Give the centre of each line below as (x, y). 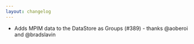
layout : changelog (28, 11)
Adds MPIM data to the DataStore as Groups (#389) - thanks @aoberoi (101, 28)
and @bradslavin (35, 34)
